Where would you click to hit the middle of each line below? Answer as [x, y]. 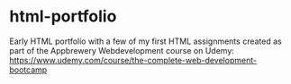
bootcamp [28, 70]
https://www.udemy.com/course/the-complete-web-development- [133, 60]
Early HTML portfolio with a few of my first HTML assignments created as [145, 41]
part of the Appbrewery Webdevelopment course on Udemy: [122, 50]
